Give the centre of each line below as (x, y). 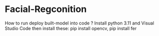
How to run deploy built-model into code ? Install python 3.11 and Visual (79, 23)
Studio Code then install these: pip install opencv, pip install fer (71, 28)
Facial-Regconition (46, 9)
